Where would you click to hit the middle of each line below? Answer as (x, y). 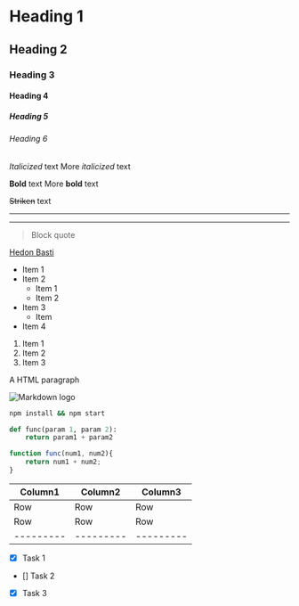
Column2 (101, 492)
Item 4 (34, 326)
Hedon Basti (32, 252)
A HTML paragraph (44, 380)
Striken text (30, 201)
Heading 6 (28, 139)
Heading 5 (29, 116)
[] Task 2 (38, 576)
